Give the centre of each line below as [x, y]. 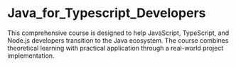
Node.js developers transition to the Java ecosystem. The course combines [118, 40]
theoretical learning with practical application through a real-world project [116, 48]
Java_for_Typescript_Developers [107, 13]
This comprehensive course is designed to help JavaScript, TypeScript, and [118, 33]
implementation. [31, 56]
